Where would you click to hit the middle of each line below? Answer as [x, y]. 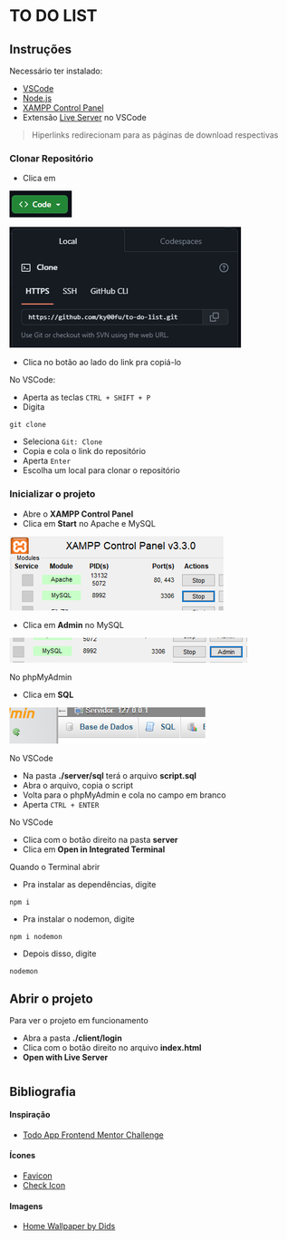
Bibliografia [43, 1092]
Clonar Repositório [52, 158]
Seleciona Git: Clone [62, 441]
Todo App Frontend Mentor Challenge [93, 1135]
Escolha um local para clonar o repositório [101, 470]
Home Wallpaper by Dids [69, 1226]
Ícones [23, 1156]
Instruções [41, 49]
